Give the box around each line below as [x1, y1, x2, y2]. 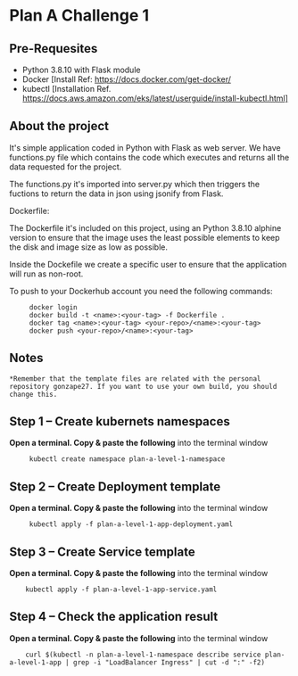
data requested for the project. [9, 161, 122, 172]
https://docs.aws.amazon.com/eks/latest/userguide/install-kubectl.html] [21, 93, 288, 103]
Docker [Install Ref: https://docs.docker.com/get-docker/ [21, 74, 232, 85]
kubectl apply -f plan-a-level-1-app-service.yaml [25, 585, 218, 594]
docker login [29, 302, 78, 312]
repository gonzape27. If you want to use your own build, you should [9, 382, 277, 391]
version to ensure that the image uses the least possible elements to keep [9, 232, 280, 243]
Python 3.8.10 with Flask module [21, 64, 141, 75]
